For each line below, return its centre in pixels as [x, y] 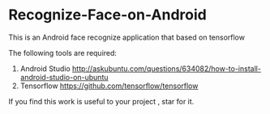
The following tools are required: [63, 53]
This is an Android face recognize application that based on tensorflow [127, 37]
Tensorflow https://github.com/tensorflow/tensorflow [109, 86]
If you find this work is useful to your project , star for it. [101, 101]
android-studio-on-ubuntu [64, 77]
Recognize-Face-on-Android [107, 15]
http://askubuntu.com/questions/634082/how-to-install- [167, 68]
